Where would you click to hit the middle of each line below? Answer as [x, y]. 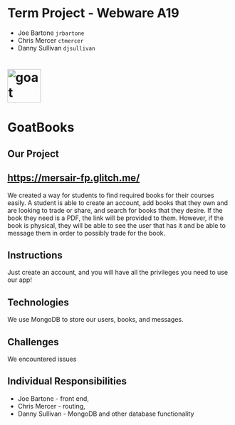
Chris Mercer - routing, [51, 406]
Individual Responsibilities [67, 381]
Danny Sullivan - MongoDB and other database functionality [106, 414]
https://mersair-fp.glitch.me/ [74, 178]
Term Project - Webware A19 [93, 13]
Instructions [35, 255]
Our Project [33, 153]
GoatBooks [41, 128]
